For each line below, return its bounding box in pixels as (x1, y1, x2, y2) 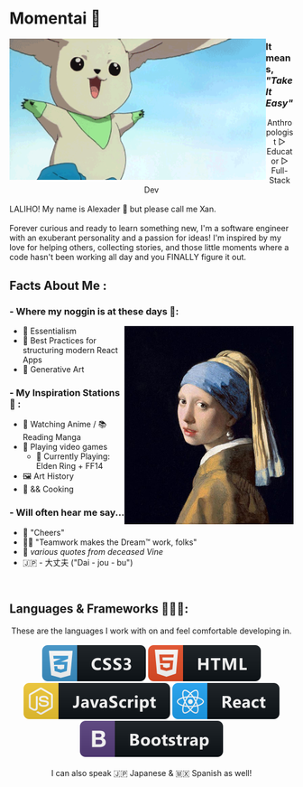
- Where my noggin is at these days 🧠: (9, 304, 179, 317)
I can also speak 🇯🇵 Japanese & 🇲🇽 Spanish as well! (50, 767, 252, 778)
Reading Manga (22, 432, 81, 443)
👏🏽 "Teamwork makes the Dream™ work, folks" (22, 537, 197, 548)
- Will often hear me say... (9, 506, 124, 519)
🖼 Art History (22, 471, 75, 482)
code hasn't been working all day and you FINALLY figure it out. (9, 252, 246, 263)
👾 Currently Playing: (35, 451, 111, 462)
